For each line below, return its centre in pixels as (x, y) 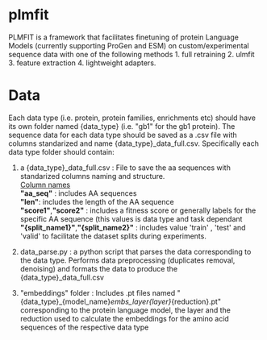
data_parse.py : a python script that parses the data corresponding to (136, 251)
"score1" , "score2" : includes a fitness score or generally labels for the (138, 210)
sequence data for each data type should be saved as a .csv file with (123, 135)
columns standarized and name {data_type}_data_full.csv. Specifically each (134, 143)
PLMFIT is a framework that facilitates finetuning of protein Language (124, 37)
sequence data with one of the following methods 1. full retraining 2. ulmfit (132, 54)
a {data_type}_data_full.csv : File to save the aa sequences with (125, 168)
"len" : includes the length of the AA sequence (97, 201)
